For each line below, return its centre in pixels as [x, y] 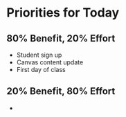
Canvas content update [50, 62]
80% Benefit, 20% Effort [61, 38]
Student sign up [39, 55]
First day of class [41, 70]
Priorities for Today [63, 13]
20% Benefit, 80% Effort [61, 91]
